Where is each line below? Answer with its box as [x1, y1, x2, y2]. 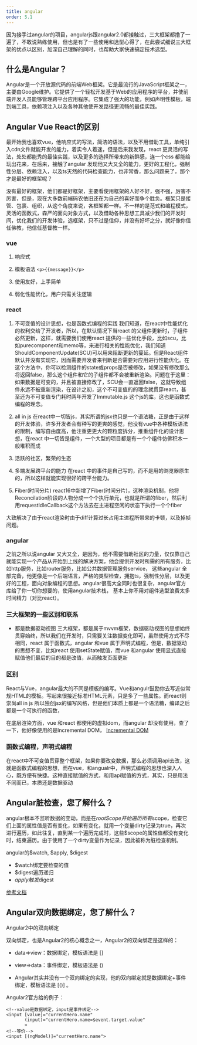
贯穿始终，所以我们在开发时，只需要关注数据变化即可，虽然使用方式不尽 [14, 632, 189, 639]
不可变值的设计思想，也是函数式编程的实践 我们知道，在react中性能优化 [14, 320, 188, 327]
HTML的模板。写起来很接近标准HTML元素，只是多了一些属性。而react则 [11, 692, 186, 699]
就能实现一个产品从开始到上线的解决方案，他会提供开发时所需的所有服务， [6, 558, 186, 565]
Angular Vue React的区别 [6, 121, 100, 132]
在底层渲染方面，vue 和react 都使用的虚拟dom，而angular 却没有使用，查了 [6, 719, 189, 726]
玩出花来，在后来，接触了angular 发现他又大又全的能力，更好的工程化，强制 [6, 161, 191, 168]
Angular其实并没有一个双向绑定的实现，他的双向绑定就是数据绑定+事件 [14, 974, 186, 981]
